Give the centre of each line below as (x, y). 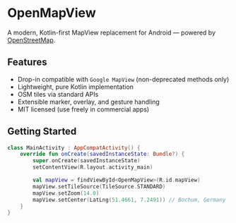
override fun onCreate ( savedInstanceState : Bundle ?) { (102, 154)
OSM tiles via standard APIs (58, 94)
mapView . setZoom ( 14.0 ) (66, 193)
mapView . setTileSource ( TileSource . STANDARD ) (99, 186)
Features (27, 62)
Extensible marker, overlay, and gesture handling (89, 102)
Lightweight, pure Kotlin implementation (76, 87)
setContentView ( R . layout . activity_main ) (93, 167)
